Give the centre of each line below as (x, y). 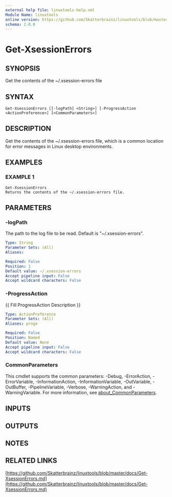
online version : (23, 19)
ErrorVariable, (20, 381)
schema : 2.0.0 (20, 24)
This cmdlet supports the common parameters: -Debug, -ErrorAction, (79, 376)
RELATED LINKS (31, 461)
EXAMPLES (24, 162)
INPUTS (18, 409)
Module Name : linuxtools (32, 15)
